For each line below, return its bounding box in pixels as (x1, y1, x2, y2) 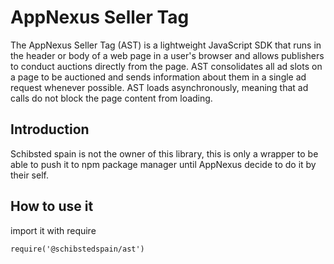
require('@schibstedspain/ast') (10, 244, 145, 254)
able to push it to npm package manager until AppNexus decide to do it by (10, 158, 317, 170)
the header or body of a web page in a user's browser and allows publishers (10, 49, 325, 61)
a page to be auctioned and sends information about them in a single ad (10, 71, 307, 83)
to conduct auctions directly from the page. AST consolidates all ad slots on (10, 60, 323, 72)
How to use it (10, 198, 94, 215)
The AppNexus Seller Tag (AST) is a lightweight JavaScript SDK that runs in (10, 39, 322, 51)
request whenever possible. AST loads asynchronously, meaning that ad (10, 81, 309, 93)
